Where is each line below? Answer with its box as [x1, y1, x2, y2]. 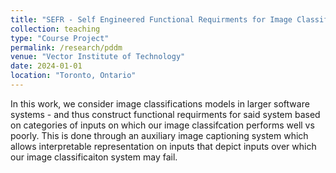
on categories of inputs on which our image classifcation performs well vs [10, 119, 315, 131]
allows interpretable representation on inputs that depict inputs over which [10, 140, 317, 152]
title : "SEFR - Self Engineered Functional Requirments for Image [10, 14, 293, 25]
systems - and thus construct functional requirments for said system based [10, 108, 321, 120]
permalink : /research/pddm [10, 42, 123, 53]
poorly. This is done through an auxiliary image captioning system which [10, 129, 309, 141]
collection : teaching [10, 24, 101, 34]
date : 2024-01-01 [10, 61, 83, 71]
